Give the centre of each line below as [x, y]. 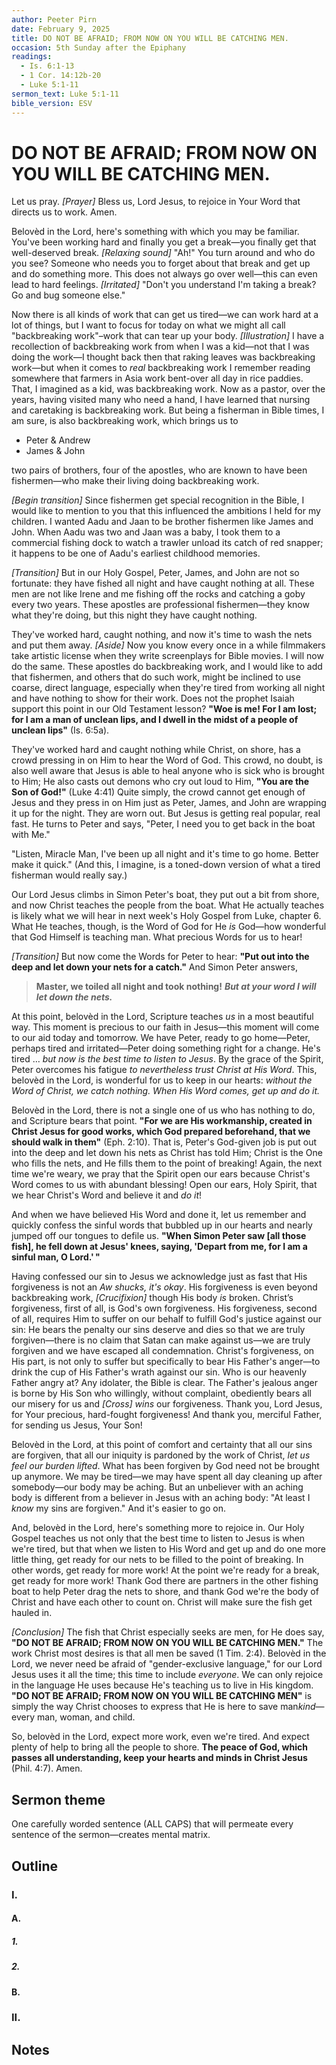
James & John [55, 451]
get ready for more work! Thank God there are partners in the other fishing [165, 1581]
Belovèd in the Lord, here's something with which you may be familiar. [155, 232]
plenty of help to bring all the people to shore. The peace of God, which [159, 1747]
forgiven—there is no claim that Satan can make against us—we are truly [161, 1340]
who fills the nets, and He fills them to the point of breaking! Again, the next [167, 1163]
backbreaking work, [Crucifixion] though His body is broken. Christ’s [152, 1298]
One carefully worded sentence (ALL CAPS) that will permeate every [152, 1824]
